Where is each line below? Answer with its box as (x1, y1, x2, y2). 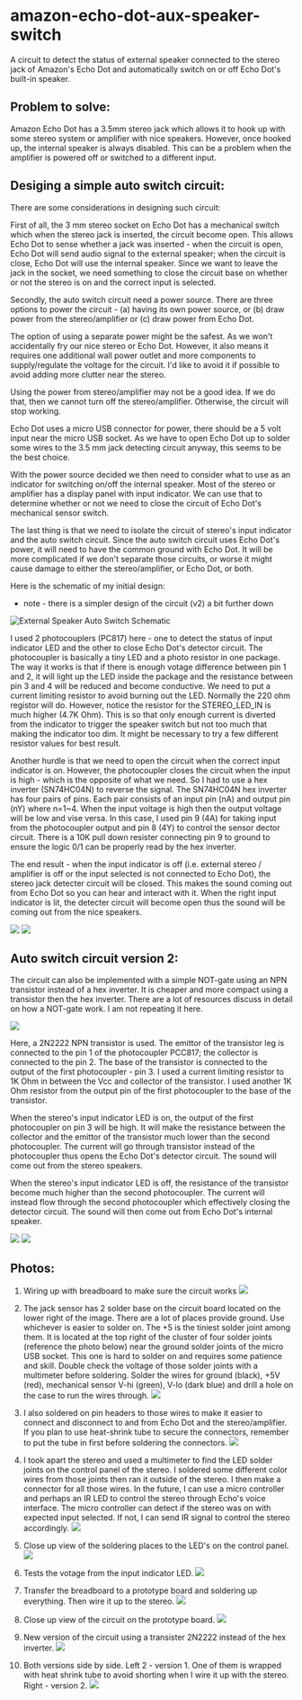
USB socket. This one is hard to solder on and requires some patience (22, 1351, 282, 1362)
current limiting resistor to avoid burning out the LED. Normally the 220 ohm (10, 690, 291, 701)
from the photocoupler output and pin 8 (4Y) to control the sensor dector (10, 822, 280, 833)
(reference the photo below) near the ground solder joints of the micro (22, 1341, 284, 1352)
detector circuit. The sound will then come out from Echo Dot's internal (10, 1206, 273, 1217)
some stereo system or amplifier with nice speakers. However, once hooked (10, 132, 291, 144)
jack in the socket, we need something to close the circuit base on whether (10, 267, 289, 278)
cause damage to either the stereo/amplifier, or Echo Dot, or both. (10, 563, 254, 574)
